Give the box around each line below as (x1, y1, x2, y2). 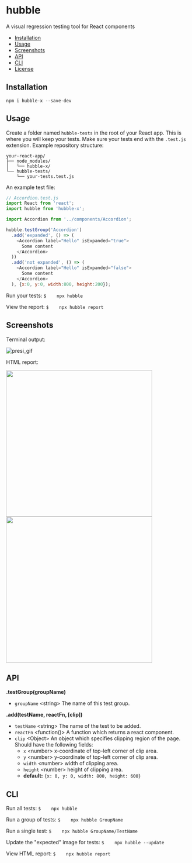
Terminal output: (6, 336, 46, 343)
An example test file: (6, 184, 55, 191)
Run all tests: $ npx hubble (6, 805, 78, 812)
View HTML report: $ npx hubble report (6, 850, 111, 857)
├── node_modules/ (6, 158, 51, 164)
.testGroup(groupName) (6, 689, 66, 696)
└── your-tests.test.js (16, 173, 75, 179)
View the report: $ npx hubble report (6, 303, 104, 310)
